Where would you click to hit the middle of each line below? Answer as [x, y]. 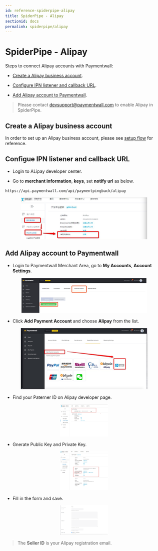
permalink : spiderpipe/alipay [37, 27]
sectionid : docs [22, 21]
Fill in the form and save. [38, 499]
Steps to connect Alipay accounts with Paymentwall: [59, 66]
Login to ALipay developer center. [47, 171]
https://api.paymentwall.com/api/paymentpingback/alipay [66, 191]
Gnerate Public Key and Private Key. [49, 444]
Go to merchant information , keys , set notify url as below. [73, 181]
